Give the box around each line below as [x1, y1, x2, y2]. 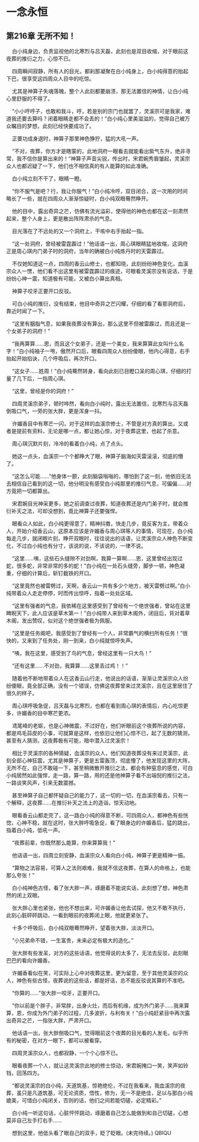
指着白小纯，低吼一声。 [6, 827, 63, 833]
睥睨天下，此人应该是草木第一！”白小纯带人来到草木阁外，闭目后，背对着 [6, 610, 185, 617]
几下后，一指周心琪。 [16, 375, 69, 382]
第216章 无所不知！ [6, 31, 76, 41]
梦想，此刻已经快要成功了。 [26, 123, 95, 129]
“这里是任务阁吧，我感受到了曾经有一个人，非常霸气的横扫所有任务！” [11, 630, 183, 637]
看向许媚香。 [21, 957, 53, 964]
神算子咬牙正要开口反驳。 [11, 288, 75, 294]
